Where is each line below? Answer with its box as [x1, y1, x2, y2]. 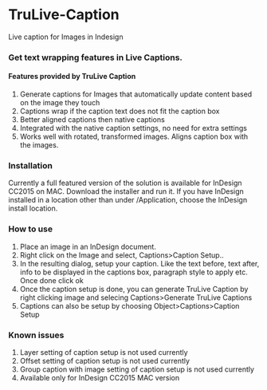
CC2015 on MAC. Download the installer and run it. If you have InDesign [8, 187, 245, 196]
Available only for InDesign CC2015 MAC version [19, 372, 180, 382]
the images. [19, 140, 59, 150]
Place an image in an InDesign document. [19, 242, 157, 251]
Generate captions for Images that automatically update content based [19, 89, 253, 99]
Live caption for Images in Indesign [8, 32, 124, 41]
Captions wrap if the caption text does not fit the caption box [19, 106, 220, 116]
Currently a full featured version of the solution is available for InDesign [8, 178, 242, 188]
